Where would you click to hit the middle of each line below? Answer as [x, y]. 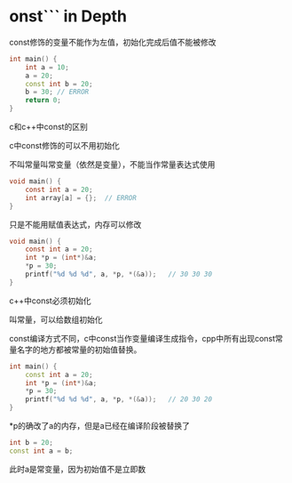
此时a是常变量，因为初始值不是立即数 [78, 469]
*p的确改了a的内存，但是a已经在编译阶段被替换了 [100, 426]
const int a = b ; [41, 451]
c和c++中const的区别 [49, 127]
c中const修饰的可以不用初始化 [64, 146]
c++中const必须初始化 [50, 301]
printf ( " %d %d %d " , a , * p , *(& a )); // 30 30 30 [119, 274]
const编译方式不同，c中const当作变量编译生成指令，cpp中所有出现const [142, 338]
